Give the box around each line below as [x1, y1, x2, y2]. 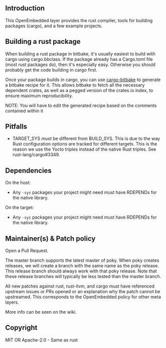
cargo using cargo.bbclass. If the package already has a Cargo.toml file [5, 56, 153, 62]
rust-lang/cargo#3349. [12, 152, 60, 158]
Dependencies [5, 166, 52, 175]
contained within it [5, 108, 44, 114]
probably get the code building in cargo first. [5, 66, 98, 73]
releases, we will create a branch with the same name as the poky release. [5, 263, 159, 269]
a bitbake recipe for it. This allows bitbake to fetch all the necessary [5, 82, 145, 88]
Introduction [5, 4, 45, 13]
